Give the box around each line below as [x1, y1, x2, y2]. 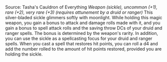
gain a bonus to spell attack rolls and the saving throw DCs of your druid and [5, 25, 163, 31]
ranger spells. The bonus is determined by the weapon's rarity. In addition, [5, 31, 159, 36]
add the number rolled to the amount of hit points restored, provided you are [5, 46, 162, 52]
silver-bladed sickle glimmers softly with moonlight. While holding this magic [5, 15, 163, 20]
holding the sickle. [5, 51, 43, 57]
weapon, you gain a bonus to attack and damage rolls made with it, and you [5, 20, 161, 26]
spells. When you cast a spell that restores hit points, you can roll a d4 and [5, 41, 158, 46]
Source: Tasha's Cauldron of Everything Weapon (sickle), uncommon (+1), [5, 4, 158, 10]
